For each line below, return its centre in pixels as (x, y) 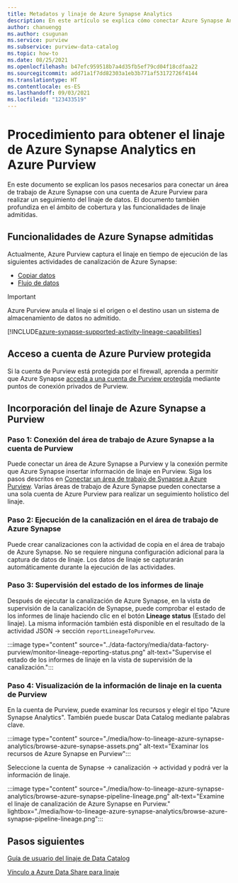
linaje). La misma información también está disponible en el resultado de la (116, 623)
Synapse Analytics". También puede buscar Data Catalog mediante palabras (119, 718)
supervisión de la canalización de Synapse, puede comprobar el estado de (116, 608)
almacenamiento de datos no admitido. (64, 318)
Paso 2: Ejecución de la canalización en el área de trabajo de (113, 520)
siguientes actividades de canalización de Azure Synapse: (92, 261)
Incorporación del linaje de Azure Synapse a (107, 408)
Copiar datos (36, 275)
